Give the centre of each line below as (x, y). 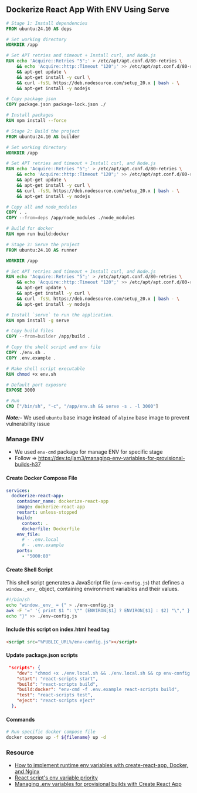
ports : (25, 551)
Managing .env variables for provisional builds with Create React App (98, 784)
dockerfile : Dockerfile (51, 529)
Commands (21, 719)
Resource (20, 752)
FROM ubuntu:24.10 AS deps (39, 29)
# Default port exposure (36, 385)
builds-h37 (28, 464)
